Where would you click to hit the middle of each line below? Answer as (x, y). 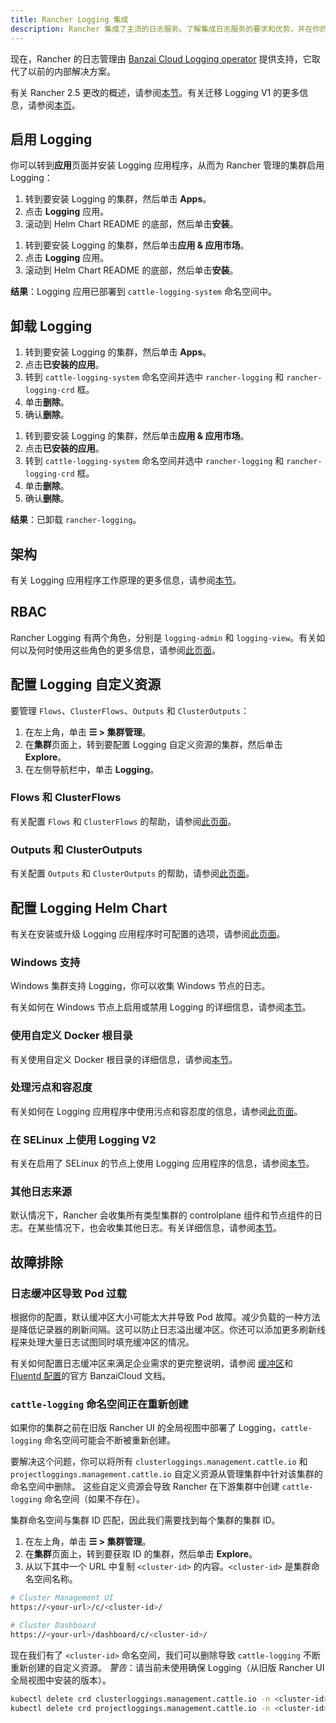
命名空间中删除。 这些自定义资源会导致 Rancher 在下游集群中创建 (145, 1487)
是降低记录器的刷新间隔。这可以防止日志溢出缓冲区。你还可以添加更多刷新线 (168, 1330)
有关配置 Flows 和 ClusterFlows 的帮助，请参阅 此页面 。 (123, 821)
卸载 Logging (51, 326)
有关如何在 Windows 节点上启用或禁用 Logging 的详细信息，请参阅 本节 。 (161, 1007)
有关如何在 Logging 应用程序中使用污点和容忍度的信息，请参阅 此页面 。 (156, 1111)
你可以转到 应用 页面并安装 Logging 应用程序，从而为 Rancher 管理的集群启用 (167, 165)
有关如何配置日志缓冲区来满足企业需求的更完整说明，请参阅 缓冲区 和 (151, 1363)
